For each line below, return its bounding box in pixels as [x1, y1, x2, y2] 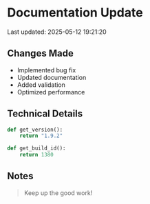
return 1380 [19, 152, 54, 159]
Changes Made [7, 48, 74, 59]
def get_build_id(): [7, 145, 67, 152]
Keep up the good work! [23, 188, 93, 197]
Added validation [17, 81, 65, 89]
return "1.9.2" [19, 132, 63, 139]
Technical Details [7, 108, 83, 120]
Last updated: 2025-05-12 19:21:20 [7, 28, 107, 36]
